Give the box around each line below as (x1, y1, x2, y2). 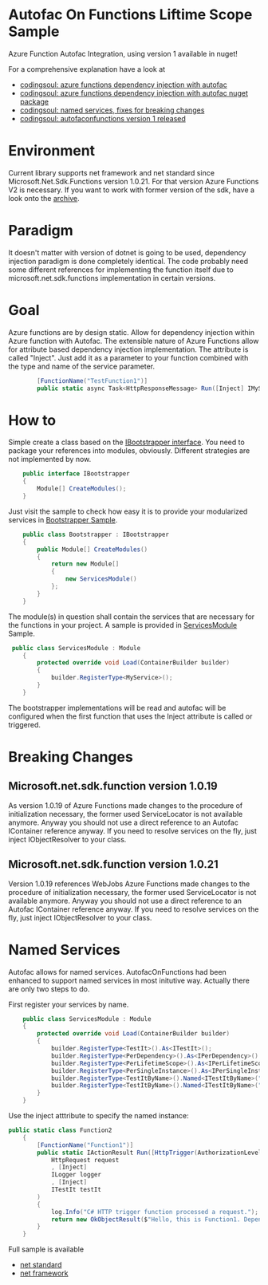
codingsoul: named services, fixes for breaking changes (19, 105, 205, 115)
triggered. (8, 719, 41, 729)
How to (8, 411, 57, 429)
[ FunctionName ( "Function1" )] (37, 1141, 134, 1149)
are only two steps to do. (8, 983, 90, 994)
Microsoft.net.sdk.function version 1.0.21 (8, 857, 219, 871)
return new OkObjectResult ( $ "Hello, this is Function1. (50, 1215, 241, 1224)
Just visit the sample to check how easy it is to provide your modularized (8, 507, 248, 516)
